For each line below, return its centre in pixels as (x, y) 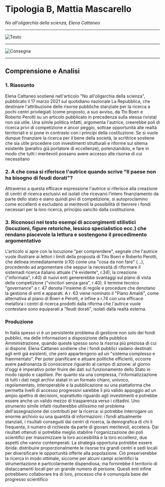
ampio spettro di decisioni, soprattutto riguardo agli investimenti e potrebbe (82, 395)
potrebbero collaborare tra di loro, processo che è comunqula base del (77, 474)
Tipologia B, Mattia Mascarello (68, 9)
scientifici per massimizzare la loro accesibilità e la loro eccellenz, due (76, 437)
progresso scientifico (27, 479)
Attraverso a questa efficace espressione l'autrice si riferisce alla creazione (82, 188)
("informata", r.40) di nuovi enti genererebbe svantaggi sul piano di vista (78, 278)
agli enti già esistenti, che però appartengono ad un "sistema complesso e (80, 353)
